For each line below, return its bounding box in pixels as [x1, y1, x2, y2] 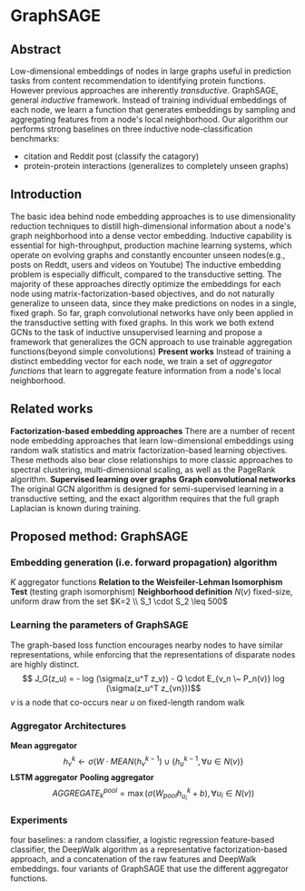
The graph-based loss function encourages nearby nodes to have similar [10, 639, 284, 650]
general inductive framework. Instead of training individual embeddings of [10, 94, 288, 105]
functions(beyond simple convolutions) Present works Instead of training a [10, 346, 291, 357]
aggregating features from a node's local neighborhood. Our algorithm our [10, 114, 289, 124]
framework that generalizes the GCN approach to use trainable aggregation [10, 336, 293, 347]
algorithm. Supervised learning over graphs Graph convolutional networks [10, 473, 296, 484]
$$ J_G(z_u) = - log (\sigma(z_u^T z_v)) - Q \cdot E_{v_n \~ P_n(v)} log [22, 673, 285, 684]
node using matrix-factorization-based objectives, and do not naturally [10, 288, 275, 299]
